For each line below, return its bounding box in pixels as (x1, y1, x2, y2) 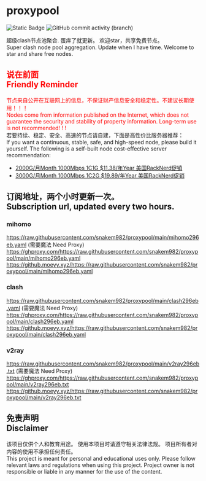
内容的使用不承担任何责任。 (6, 448, 77, 455)
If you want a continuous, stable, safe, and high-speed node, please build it (6, 138, 197, 146)
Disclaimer (6, 423, 48, 434)
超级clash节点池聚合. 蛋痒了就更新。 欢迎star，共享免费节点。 (6, 36, 163, 44)
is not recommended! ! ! (6, 124, 66, 131)
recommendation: (6, 151, 51, 158)
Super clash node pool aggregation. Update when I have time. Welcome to (6, 44, 194, 51)
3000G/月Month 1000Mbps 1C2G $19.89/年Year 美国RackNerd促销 (15, 171, 185, 179)
